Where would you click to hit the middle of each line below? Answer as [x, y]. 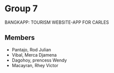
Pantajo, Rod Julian [31, 49]
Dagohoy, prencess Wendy [39, 60]
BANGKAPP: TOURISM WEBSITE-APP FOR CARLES [57, 22]
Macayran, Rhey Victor [35, 65]
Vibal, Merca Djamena [34, 55]
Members [20, 38]
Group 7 [21, 9]
